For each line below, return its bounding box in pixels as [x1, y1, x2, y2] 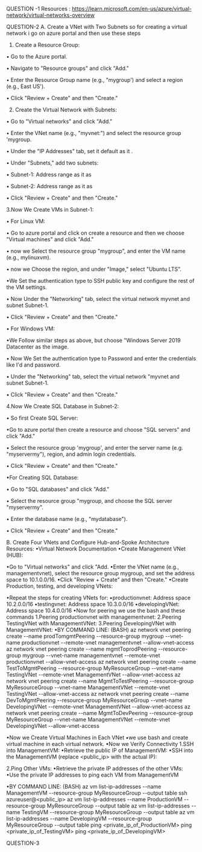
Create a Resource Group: [14, 42, 80, 48]
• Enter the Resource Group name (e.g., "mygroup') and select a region [6, 77, 183, 83]
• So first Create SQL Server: [6, 414, 78, 421]
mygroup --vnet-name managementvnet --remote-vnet [22, 652, 160, 659]
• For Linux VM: [6, 218, 45, 225]
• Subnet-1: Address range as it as [6, 171, 92, 178]
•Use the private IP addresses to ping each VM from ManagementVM [6, 771, 179, 778]
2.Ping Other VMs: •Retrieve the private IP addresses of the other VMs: [6, 765, 183, 772]
